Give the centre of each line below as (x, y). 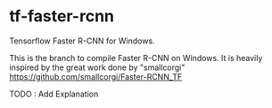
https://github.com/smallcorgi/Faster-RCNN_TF (96, 76)
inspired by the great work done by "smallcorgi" (97, 67)
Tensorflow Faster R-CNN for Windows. (82, 41)
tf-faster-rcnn (62, 16)
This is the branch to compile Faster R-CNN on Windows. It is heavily (136, 58)
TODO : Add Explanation (54, 94)
